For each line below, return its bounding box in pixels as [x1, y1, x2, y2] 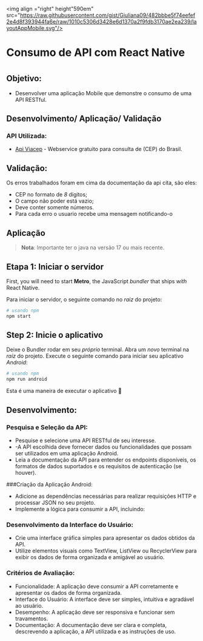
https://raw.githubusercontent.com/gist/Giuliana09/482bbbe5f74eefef [20, 12, 196, 19]
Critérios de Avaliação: [6, 569, 75, 577]
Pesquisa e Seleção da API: [6, 423, 88, 431]
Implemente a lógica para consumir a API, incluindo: [15, 505, 145, 512]
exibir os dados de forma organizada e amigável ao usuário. [15, 554, 165, 561]
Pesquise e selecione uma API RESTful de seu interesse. [15, 437, 156, 444]
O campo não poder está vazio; [15, 197, 94, 205]
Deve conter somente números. [15, 204, 94, 211]
